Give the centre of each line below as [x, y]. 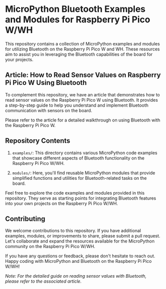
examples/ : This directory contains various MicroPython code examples [85, 153]
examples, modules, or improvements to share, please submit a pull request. [83, 236]
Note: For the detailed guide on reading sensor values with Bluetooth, [76, 276]
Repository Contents [38, 141]
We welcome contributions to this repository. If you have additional [73, 231]
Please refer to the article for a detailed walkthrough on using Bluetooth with [83, 120]
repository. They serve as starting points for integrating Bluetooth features [81, 198]
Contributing [25, 219]
